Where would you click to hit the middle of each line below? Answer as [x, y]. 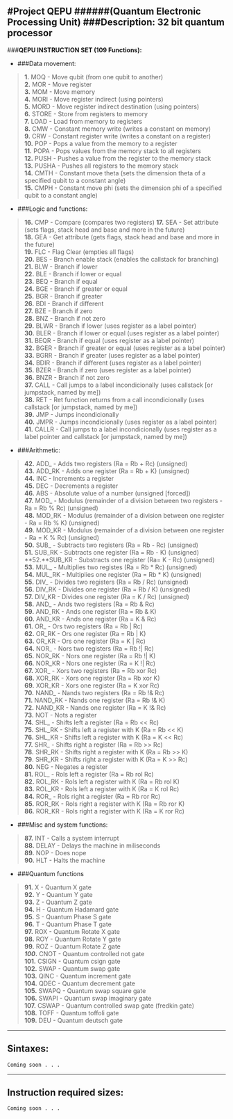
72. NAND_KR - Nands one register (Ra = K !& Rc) [95, 707]
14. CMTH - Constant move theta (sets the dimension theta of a [115, 173]
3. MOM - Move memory [60, 92]
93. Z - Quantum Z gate [58, 902]
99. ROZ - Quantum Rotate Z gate [72, 946]
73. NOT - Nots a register [60, 715]
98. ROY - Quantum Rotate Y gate [72, 939]
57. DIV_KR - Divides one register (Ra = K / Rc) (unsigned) [106, 596]
